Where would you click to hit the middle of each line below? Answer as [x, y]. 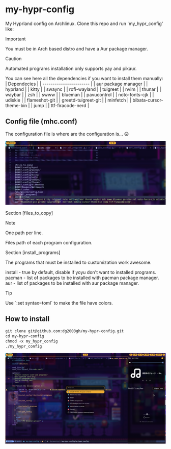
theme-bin [16, 105]
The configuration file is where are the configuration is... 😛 [67, 134]
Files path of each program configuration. [49, 242]
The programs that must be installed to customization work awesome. [78, 262]
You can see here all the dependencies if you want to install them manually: [84, 78]
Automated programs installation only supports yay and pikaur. [71, 68]
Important [16, 39]
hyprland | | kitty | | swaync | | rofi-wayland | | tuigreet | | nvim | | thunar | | [83, 89]
